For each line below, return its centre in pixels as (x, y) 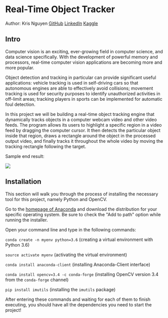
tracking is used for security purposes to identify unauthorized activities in (83, 93)
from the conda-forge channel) (37, 280)
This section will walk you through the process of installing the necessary (82, 194)
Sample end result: (25, 156)
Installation (23, 182)
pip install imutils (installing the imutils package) (60, 289)
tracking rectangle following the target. (46, 146)
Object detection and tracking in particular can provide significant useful (81, 77)
